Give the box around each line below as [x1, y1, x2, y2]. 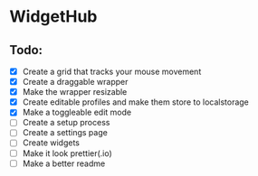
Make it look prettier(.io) [22, 147, 113, 159]
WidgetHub [9, 6, 98, 27]
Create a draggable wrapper [22, 77, 129, 88]
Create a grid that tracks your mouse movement [22, 66, 202, 77]
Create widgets [22, 137, 80, 148]
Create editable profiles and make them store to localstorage [22, 97, 249, 107]
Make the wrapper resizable [22, 87, 128, 97]
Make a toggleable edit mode [22, 107, 132, 118]
